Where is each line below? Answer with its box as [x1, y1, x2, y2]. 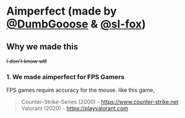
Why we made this [6, 41, 78, 52]
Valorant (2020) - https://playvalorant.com [21, 105, 128, 112]
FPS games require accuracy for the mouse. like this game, [6, 86, 155, 94]
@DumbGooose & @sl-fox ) [6, 17, 147, 31]
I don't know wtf [6, 58, 48, 64]
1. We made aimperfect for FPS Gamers [6, 72, 125, 81]
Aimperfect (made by [6, 4, 117, 18]
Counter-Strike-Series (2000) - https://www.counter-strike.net [21, 99, 179, 106]
